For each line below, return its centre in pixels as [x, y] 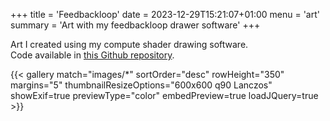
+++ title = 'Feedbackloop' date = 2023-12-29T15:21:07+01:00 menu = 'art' [165, 14]
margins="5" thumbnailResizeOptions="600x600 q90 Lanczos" [141, 85]
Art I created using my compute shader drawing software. [129, 44]
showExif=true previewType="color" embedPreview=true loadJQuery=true [164, 95]
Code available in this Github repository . [92, 55]
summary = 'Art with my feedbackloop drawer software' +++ [135, 25]
